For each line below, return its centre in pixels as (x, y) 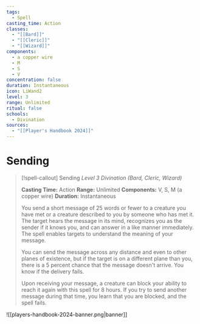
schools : (17, 114)
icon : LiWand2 (24, 91)
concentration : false (34, 80)
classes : (17, 29)
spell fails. (34, 303)
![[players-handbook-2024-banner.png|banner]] (67, 314)
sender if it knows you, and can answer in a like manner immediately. (107, 227)
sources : (17, 125)
